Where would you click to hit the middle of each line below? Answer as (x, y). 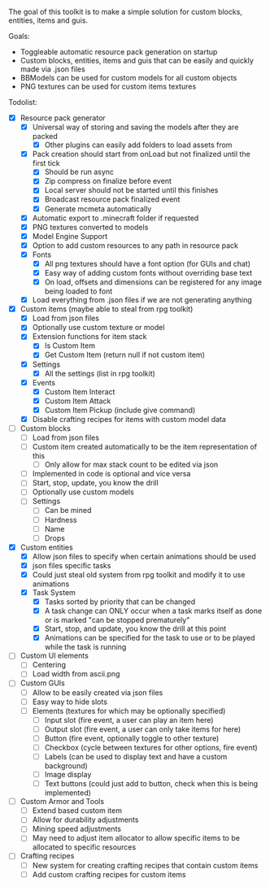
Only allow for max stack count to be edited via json (131, 465)
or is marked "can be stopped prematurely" (117, 620)
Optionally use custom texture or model (98, 328)
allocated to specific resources (84, 847)
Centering (49, 665)
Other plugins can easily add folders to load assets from (138, 145)
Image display (68, 774)
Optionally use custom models (83, 492)
